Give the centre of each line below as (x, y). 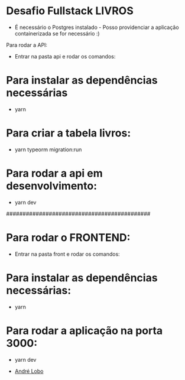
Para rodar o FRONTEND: (68, 237)
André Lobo (29, 371)
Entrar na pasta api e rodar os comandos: (65, 56)
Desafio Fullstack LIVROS (70, 11)
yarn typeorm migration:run (48, 150)
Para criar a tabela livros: (69, 133)
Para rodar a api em (55, 173)
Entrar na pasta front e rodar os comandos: (67, 254)
